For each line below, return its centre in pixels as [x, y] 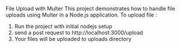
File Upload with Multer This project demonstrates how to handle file [91, 9]
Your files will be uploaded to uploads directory [73, 39]
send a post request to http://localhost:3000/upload [79, 33]
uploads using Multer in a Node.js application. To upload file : [81, 15]
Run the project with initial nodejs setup [63, 26]
